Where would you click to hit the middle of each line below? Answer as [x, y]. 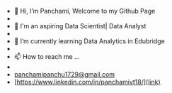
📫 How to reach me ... [47, 56]
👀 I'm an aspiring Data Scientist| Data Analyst [80, 26]
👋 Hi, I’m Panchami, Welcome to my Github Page [85, 11]
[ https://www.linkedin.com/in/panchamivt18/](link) [87, 82]
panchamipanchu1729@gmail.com [64, 74]
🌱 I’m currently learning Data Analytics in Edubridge [89, 41]
